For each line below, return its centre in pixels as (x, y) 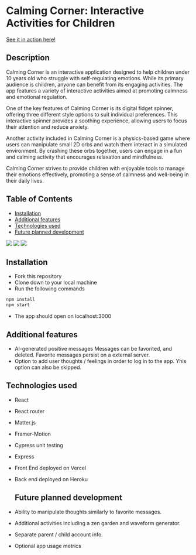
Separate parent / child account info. (59, 535)
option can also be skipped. (48, 367)
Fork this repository (38, 276)
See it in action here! (31, 39)
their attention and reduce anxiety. (47, 126)
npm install (20, 300)
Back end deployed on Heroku (51, 479)
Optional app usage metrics (48, 546)
